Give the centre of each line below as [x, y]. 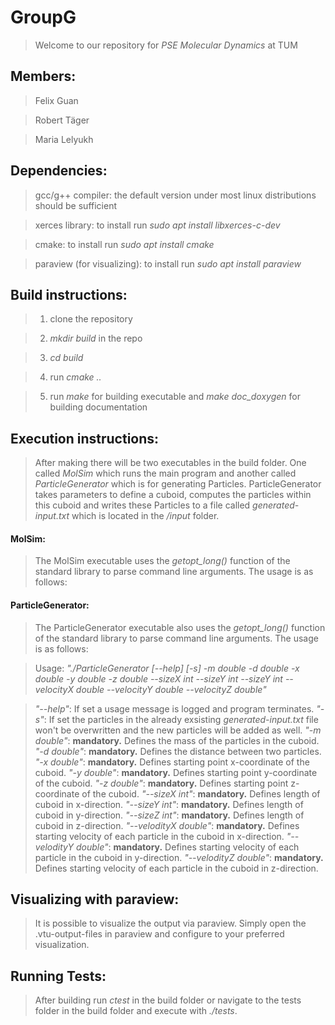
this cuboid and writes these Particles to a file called [142, 505]
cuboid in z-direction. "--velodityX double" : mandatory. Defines [167, 825]
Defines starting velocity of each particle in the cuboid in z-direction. [176, 868]
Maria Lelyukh [64, 139]
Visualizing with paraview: [95, 899]
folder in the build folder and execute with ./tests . [136, 1011]
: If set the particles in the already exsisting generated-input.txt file [181, 719]
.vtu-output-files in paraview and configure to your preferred [159, 934]
